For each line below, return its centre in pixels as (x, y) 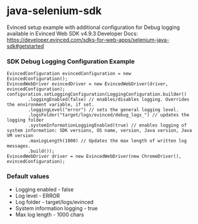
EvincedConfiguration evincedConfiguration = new (69, 74)
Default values (28, 177)
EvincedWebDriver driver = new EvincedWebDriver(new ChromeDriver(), (94, 157)
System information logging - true (56, 208)
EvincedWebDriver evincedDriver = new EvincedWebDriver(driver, (87, 84)
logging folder (25, 120)
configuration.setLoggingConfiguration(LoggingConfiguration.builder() (97, 95)
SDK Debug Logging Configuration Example (71, 61)
